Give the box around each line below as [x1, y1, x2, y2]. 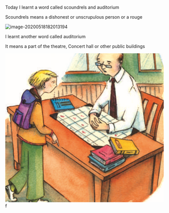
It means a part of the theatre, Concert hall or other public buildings [5, 43, 145, 49]
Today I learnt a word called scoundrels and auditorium [5, 5, 120, 10]
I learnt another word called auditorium [5, 34, 86, 39]
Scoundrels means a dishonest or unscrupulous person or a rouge [5, 14, 142, 20]
